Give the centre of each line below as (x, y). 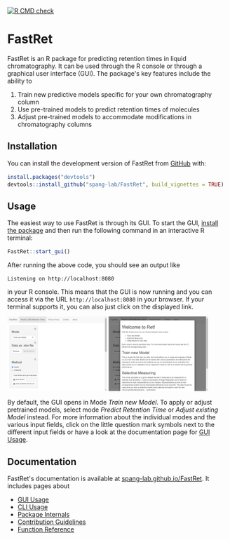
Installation (32, 146)
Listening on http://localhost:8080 (61, 279)
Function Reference (46, 529)
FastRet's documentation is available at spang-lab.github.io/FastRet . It (108, 479)
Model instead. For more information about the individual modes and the (111, 417)
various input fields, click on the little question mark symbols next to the (111, 425)
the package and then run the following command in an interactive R (106, 231)
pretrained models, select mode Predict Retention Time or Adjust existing (113, 410)
